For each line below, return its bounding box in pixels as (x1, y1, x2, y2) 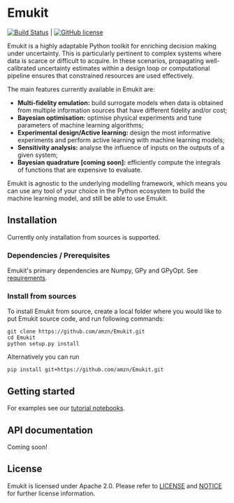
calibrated (7, 64, 36, 72)
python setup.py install (7, 340, 80, 347)
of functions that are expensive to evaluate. (17, 165, 142, 174)
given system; (17, 151, 58, 159)
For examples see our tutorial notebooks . (7, 404, 126, 413)
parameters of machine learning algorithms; (17, 120, 145, 129)
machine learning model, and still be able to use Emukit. (7, 194, 168, 202)
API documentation (7, 424, 93, 436)
